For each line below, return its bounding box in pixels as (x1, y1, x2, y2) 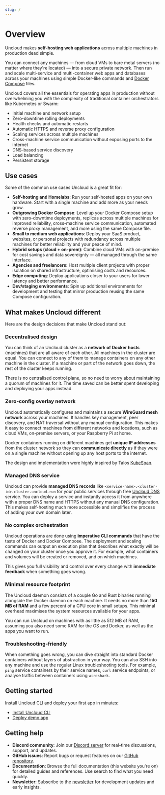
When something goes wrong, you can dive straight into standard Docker (5, 651, 153, 657)
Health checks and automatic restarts (12, 120, 88, 126)
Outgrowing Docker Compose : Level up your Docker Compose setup (12, 210, 153, 216)
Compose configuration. (12, 294, 62, 300)
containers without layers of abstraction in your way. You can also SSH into (5, 656, 157, 662)
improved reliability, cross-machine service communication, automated (12, 220, 156, 226)
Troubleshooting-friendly (5, 640, 67, 647)
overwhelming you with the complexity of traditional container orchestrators (5, 95, 159, 101)
